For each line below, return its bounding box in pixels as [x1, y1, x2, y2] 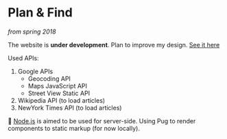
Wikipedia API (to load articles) [17, 96, 106, 104]
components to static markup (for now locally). [8, 124, 140, 132]
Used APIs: [8, 53, 40, 62]
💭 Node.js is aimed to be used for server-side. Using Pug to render [8, 116, 196, 125]
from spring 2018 [8, 27, 57, 36]
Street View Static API [27, 89, 91, 97]
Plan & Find [8, 5, 73, 21]
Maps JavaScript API [27, 81, 88, 90]
